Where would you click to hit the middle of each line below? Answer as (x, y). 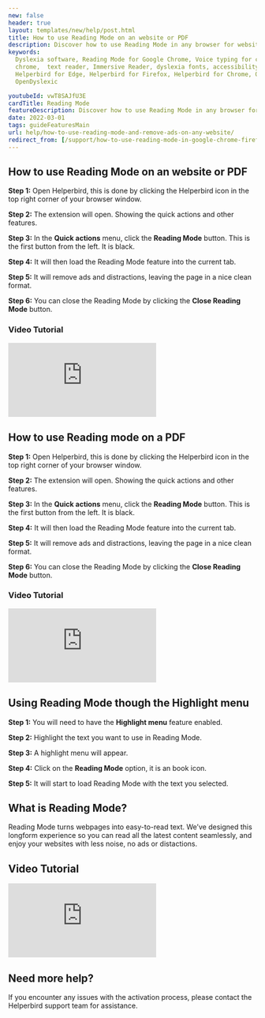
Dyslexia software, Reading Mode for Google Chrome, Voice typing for (134, 60)
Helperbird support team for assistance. (73, 1006)
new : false (26, 15)
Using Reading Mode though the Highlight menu (129, 703)
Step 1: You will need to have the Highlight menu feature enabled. (116, 722)
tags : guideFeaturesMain (49, 126)
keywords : (24, 52)
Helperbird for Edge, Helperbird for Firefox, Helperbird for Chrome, (134, 74)
